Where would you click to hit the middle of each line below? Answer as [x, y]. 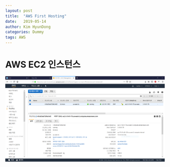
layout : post [19, 11]
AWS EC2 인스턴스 [43, 65]
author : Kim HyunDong [28, 27]
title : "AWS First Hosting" [36, 16]
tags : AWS [16, 37]
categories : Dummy [25, 32]
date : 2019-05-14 [26, 21]
